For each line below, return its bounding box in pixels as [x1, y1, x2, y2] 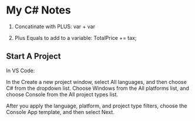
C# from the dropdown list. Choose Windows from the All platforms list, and [6, 85, 190, 92]
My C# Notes [6, 4, 72, 17]
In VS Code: [6, 67, 35, 74]
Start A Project [6, 51, 61, 62]
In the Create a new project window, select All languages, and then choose [6, 78, 187, 85]
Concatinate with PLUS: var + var [14, 23, 96, 30]
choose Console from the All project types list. [6, 90, 119, 98]
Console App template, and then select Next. [6, 108, 115, 115]
